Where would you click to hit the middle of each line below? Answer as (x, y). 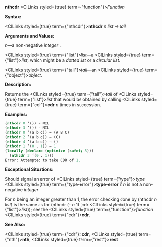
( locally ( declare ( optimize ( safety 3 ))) (49, 151)
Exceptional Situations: (29, 169)
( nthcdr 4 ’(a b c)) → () (32, 142)
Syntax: (13, 17)
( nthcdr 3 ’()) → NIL (27, 128)
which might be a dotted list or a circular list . (75, 60)
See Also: (15, 224)
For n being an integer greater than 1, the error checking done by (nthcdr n (81, 199)
